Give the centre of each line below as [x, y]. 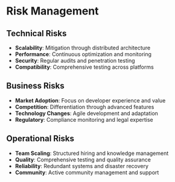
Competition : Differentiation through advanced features [84, 107]
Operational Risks [40, 139]
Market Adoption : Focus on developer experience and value [90, 100]
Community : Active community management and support [87, 172]
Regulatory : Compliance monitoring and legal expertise [84, 119]
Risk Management [52, 11]
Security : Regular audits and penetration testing [75, 61]
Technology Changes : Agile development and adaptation [87, 113]
